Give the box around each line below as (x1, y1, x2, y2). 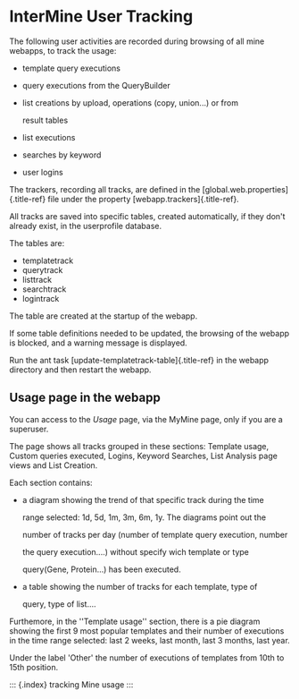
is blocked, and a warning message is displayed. (9, 337, 187, 348)
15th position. (9, 661, 59, 672)
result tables (21, 115, 69, 125)
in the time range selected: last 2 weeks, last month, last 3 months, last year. (9, 635, 290, 645)
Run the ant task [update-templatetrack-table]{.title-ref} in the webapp (9, 354, 270, 365)
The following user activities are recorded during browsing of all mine (9, 36, 265, 47)
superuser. (9, 423, 49, 434)
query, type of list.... (21, 598, 96, 609)
